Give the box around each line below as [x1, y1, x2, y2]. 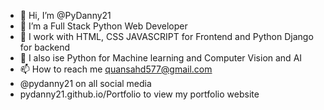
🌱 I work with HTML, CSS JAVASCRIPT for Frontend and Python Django [19, 31, 314, 42]
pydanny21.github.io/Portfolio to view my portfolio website [19, 88, 260, 100]
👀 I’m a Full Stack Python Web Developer [19, 20, 188, 32]
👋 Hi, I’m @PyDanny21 [19, 10, 112, 21]
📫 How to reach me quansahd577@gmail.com [19, 63, 213, 75]
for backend [19, 41, 71, 53]
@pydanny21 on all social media [19, 78, 152, 89]
